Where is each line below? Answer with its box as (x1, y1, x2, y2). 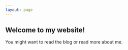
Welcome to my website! (5, 26, 85, 34)
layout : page (5, 7, 33, 12)
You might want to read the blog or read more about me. (5, 39, 123, 45)
